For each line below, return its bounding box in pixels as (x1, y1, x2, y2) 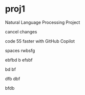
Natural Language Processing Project (5, 19, 81, 25)
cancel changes (5, 29, 38, 34)
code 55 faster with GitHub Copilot (5, 38, 75, 44)
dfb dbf (5, 76, 21, 81)
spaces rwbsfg (5, 47, 35, 53)
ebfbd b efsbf (5, 57, 33, 63)
